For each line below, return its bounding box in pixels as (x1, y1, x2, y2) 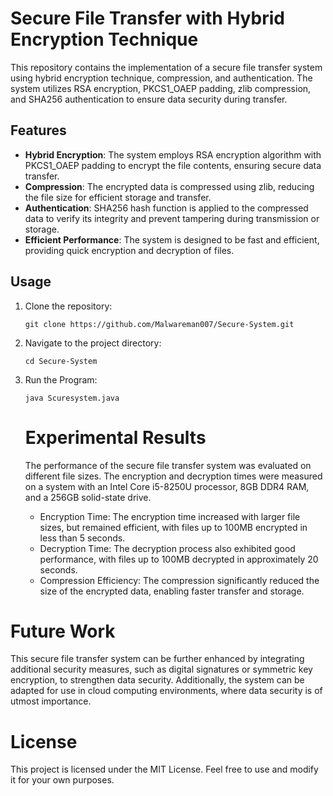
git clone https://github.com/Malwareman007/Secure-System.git (24, 319, 295, 329)
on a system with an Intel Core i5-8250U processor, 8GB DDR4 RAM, (24, 480, 310, 492)
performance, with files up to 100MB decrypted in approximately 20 (39, 553, 319, 565)
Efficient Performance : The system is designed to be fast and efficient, (24, 233, 320, 246)
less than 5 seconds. (39, 532, 126, 544)
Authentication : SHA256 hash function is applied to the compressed (24, 202, 309, 214)
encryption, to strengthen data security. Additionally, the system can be (10, 674, 305, 686)
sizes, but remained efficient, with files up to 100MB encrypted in (39, 521, 308, 533)
